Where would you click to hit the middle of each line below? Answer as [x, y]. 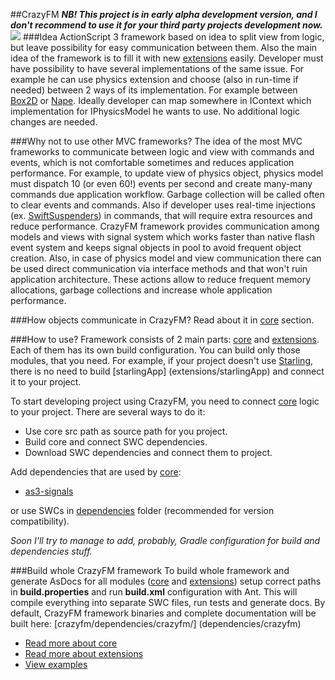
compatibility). [40, 521]
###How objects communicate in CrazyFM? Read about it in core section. [162, 320]
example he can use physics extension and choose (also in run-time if [154, 79]
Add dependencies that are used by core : [96, 472]
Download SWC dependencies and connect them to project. [148, 452]
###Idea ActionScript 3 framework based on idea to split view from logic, [173, 37]
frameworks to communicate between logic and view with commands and [162, 152]
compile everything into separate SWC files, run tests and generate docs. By [168, 602]
